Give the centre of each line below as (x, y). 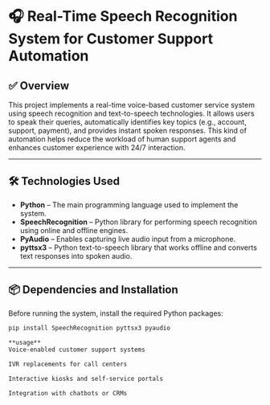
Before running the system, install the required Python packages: (116, 313)
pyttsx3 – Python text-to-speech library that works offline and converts (138, 247)
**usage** (25, 342)
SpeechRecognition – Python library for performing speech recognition (138, 222)
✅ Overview (39, 86)
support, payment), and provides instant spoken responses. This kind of (128, 131)
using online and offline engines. (74, 230)
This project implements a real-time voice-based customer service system (132, 105)
